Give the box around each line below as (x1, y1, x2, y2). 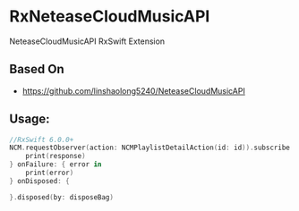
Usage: (9, 112, 51, 127)
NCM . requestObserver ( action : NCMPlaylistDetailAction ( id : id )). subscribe (9, 143, 291, 153)
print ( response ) (25, 152, 87, 161)
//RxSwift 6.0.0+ (9, 135, 74, 144)
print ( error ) (25, 168, 74, 178)
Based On (9, 62, 64, 77)
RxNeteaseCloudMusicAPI (9, 6, 210, 27)
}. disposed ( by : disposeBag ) (9, 192, 115, 202)
